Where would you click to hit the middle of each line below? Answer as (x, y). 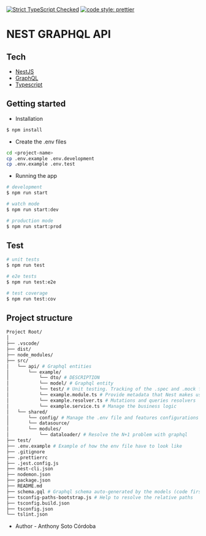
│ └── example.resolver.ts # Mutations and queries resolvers (101, 400)
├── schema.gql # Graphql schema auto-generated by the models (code (97, 492)
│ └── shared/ (27, 412)
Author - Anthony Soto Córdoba (55, 526)
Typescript (29, 85)
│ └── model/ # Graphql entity (60, 383)
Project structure (40, 318)
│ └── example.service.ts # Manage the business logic (91, 406)
